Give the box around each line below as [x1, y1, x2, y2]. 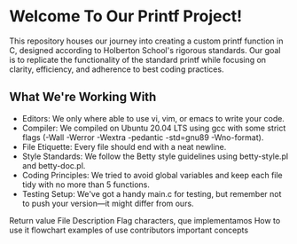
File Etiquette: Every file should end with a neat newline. [21, 141, 227, 152]
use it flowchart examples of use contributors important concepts [9, 224, 249, 235]
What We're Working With [9, 90, 157, 105]
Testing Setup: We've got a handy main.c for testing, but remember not [21, 188, 282, 199]
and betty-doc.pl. [21, 160, 86, 170]
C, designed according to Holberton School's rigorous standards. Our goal [9, 44, 281, 55]
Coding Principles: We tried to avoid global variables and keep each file [21, 169, 284, 180]
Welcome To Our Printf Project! [9, 6, 243, 27]
